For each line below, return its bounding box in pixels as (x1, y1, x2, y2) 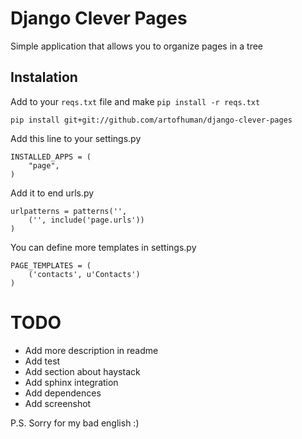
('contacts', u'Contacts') (28, 269, 141, 279)
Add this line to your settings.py (10, 132, 142, 144)
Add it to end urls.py (10, 187, 95, 199)
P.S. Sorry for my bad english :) (10, 417, 140, 429)
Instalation (10, 69, 78, 86)
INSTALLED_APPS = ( (10, 152, 92, 162)
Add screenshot (24, 397, 92, 409)
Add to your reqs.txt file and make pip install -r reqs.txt (10, 95, 261, 107)
